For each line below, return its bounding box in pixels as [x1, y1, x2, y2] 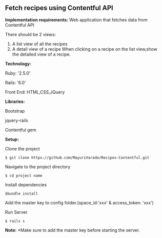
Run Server [5, 209, 28, 215]
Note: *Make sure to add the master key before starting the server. [5, 227, 140, 233]
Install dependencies [5, 181, 47, 187]
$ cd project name [5, 173, 42, 178]
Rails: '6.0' [5, 79, 26, 85]
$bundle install [5, 191, 38, 196]
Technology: [5, 60, 32, 66]
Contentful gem [5, 127, 37, 133]
